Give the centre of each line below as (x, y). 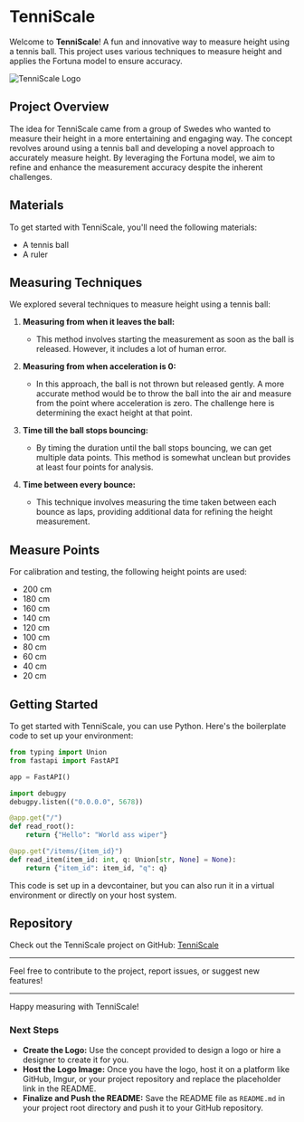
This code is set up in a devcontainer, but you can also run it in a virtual (142, 885)
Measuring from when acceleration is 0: (99, 366)
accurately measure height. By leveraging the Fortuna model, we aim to (142, 157)
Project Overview (59, 107)
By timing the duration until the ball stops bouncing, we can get (154, 448)
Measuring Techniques (76, 282)
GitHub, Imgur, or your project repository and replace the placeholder (152, 1079)
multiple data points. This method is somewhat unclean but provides (163, 458)
